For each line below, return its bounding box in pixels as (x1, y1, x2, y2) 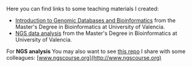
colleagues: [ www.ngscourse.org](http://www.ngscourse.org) (6, 54, 162, 61)
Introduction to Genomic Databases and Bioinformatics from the (15, 17, 176, 24)
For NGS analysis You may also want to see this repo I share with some (6, 48, 186, 55)
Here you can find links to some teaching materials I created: (6, 5, 159, 12)
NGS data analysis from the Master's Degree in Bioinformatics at (15, 30, 177, 37)
